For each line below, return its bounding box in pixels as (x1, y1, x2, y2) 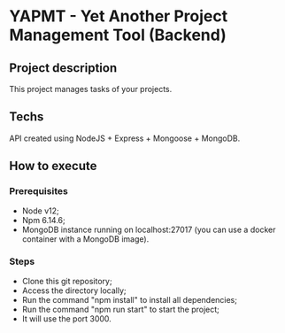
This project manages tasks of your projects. (9, 84, 173, 94)
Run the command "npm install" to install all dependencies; (21, 294, 237, 305)
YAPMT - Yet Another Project (9, 6, 228, 27)
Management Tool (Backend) (9, 25, 227, 45)
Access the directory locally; (21, 285, 127, 296)
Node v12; (21, 205, 59, 216)
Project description (9, 60, 118, 75)
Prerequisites (9, 185, 68, 197)
